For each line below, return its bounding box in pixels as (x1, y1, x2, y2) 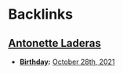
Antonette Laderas (8, 37, 102, 50)
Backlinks (8, 5, 74, 23)
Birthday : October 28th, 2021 (19, 57, 115, 66)
